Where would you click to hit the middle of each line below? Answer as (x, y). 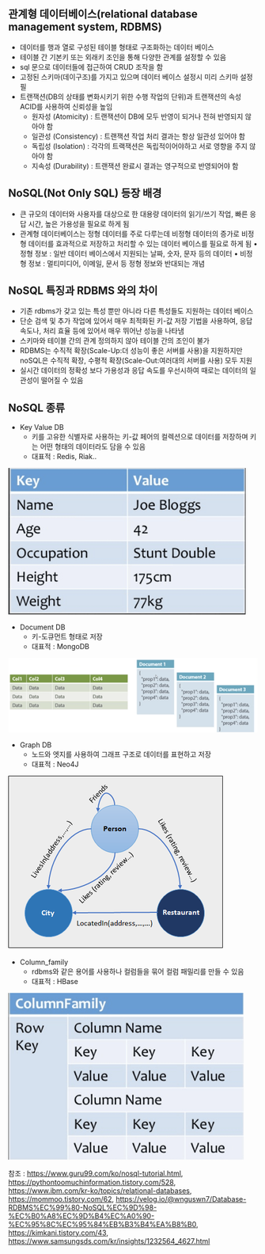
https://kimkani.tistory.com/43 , (59, 1233)
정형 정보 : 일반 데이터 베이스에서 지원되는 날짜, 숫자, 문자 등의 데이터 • (129, 253)
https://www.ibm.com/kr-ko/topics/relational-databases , (100, 1191)
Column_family (44, 962)
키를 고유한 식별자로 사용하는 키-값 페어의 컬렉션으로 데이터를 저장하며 (140, 437)
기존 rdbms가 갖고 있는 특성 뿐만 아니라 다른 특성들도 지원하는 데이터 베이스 (136, 311)
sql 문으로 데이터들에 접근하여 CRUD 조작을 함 (91, 66)
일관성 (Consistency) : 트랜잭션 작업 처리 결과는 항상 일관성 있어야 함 (138, 136)
